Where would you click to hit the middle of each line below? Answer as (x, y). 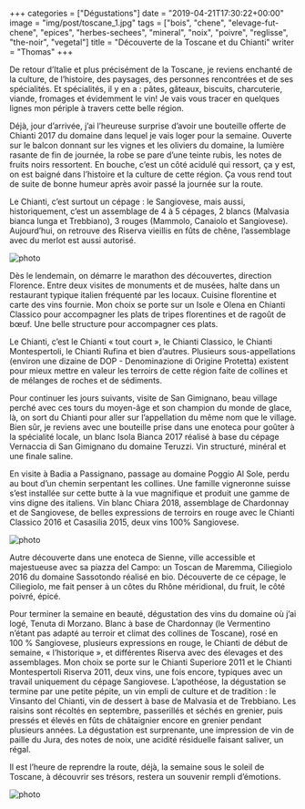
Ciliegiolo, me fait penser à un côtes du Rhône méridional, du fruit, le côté (147, 586)
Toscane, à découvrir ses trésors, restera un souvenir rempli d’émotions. (145, 777)
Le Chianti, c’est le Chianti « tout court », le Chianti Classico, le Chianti (141, 342)
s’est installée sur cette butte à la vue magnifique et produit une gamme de (150, 493)
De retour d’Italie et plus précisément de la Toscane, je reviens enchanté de (151, 69)
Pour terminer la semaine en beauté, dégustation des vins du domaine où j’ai (153, 614)
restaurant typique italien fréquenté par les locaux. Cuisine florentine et (143, 295)
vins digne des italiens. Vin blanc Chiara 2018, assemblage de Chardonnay (149, 503)
